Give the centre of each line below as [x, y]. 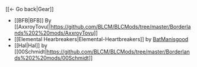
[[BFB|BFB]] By [33, 20]
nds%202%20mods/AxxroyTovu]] [56, 33]
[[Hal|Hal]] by [31, 45]
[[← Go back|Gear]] [30, 9]
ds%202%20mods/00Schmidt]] [53, 58]
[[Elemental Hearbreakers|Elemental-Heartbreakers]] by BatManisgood [101, 39]
